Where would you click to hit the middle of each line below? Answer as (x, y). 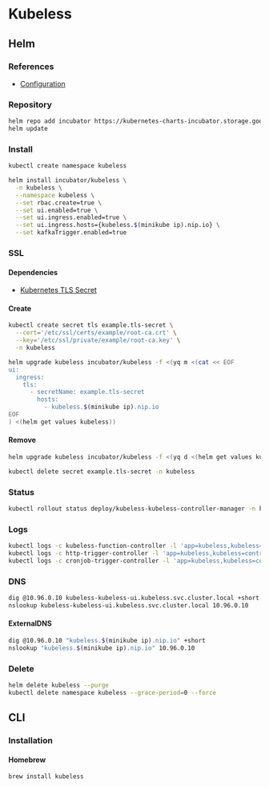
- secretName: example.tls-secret (87, 392)
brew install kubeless (46, 777)
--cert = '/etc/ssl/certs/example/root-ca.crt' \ (96, 333)
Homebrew (27, 760)
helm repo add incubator (50, 121)
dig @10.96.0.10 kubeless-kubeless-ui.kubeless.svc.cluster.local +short (134, 598)
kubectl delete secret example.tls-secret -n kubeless (102, 471)
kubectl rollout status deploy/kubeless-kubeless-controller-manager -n (132, 509)
